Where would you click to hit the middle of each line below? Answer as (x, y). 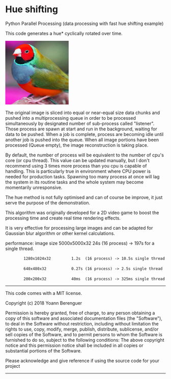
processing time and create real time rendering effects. (63, 218)
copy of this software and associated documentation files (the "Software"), (84, 318)
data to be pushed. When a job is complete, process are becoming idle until (84, 134)
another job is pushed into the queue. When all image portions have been (82, 140)
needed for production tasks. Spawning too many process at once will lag (82, 176)
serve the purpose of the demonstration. (48, 203)
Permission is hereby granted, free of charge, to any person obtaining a (80, 313)
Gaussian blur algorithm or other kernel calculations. (60, 233)
